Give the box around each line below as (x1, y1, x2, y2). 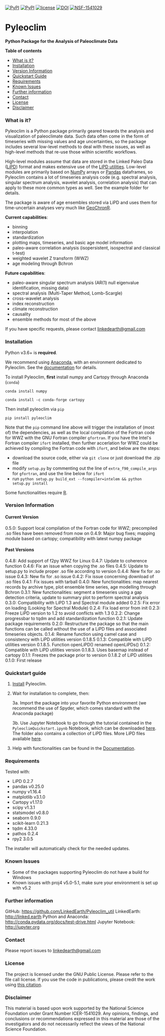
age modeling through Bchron (12, 260, 73, 266)
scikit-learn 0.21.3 (12, 820, 49, 826)
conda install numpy (5, 389, 48, 394)
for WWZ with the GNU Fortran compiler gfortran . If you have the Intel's (5, 435, 152, 441)
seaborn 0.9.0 (12, 815, 41, 821)
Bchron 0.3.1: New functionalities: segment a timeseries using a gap (5, 589, 142, 595)
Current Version (5, 514, 39, 520)
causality (12, 311, 31, 317)
